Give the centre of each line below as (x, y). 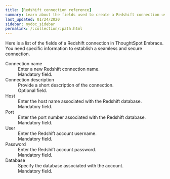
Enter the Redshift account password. (57, 150)
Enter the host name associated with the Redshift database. (80, 101)
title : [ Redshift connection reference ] (49, 10)
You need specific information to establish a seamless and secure (74, 49)
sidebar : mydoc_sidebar (30, 24)
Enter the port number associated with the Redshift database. (82, 117)
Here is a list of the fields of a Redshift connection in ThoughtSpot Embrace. (84, 43)
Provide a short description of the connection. (66, 85)
